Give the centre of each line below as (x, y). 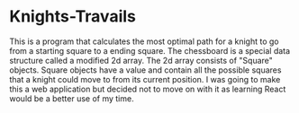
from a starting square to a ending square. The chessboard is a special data (150, 50)
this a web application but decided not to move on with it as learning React (148, 89)
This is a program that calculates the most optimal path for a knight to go (144, 41)
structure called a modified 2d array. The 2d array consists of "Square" (141, 60)
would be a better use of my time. (72, 98)
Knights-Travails (73, 17)
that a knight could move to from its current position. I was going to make (145, 79)
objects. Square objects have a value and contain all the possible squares (145, 70)
